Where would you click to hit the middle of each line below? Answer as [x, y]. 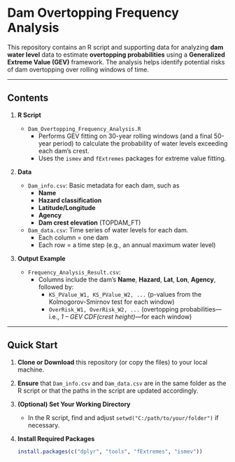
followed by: [56, 287]
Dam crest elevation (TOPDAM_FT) [90, 223]
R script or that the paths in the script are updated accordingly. [108, 391]
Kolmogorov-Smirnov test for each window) [112, 302]
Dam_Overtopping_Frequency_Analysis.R [84, 129]
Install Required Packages [56, 438]
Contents [28, 98]
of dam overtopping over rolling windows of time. [78, 69]
